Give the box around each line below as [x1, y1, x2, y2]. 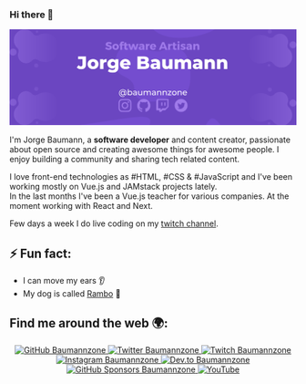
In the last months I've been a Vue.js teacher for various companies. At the [9, 191, 290, 202]
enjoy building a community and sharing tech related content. [9, 154, 240, 165]
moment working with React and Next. [9, 201, 153, 212]
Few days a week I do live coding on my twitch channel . [9, 218, 219, 229]
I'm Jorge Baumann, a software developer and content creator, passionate [9, 134, 291, 145]
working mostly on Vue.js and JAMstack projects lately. [9, 182, 218, 192]
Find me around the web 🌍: [9, 316, 168, 331]
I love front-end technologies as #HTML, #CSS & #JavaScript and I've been [9, 171, 293, 182]
